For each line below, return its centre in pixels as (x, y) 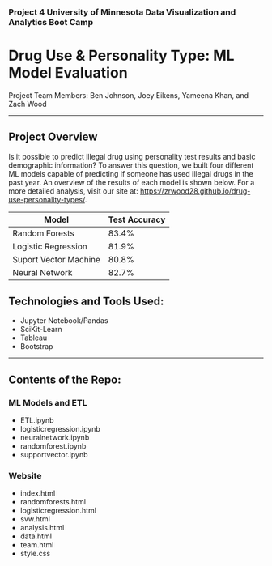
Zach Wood (28, 104)
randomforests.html (53, 502)
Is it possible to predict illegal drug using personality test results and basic (132, 156)
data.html (36, 536)
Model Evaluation (68, 73)
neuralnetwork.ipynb (55, 438)
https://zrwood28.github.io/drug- (195, 191)
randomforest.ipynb (53, 446)
